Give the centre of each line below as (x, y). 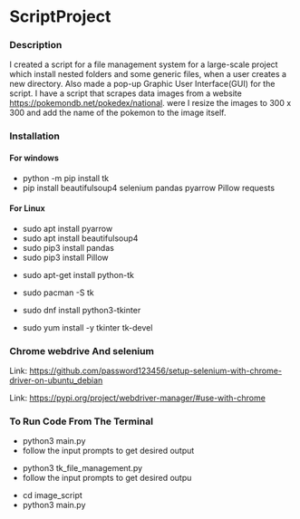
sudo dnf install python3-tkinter (82, 310)
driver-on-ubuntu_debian (56, 380)
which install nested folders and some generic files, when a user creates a (148, 74)
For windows (34, 158)
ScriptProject (60, 17)
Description (36, 45)
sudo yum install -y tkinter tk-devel (87, 327)
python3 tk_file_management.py (82, 468)
